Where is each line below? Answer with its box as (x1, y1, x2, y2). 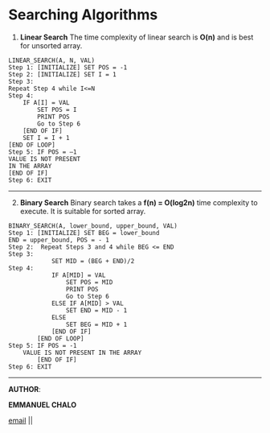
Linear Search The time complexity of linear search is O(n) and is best (19, 32, 254, 42)
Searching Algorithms (8, 6, 158, 24)
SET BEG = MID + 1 (65, 320, 128, 328)
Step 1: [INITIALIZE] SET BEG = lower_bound (8, 229, 160, 237)
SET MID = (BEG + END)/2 (51, 257, 135, 265)
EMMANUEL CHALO (8, 400, 77, 410)
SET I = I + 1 (22, 134, 70, 142)
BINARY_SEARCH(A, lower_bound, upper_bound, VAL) (8, 221, 178, 230)
